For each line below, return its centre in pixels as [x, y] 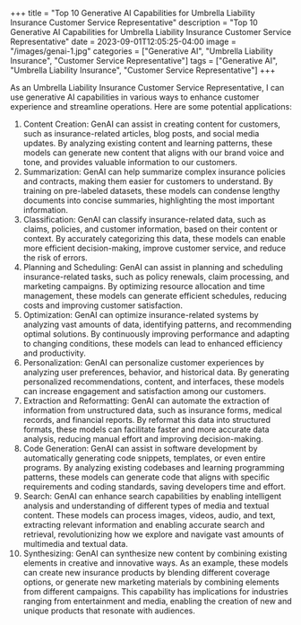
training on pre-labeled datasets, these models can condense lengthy [151, 191]
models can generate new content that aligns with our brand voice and [154, 153]
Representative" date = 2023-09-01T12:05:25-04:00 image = [123, 41]
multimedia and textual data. [75, 544]
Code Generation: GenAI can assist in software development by [140, 449]
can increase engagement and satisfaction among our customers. [145, 391]
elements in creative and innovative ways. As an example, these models [156, 563]
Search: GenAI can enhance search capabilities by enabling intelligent [152, 496]
